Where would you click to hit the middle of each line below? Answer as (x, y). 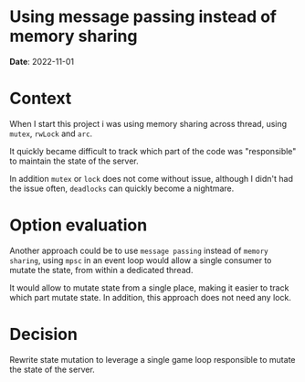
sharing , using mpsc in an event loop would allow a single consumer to (141, 260)
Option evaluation (79, 225)
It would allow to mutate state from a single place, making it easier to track (149, 287)
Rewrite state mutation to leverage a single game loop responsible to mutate (152, 359)
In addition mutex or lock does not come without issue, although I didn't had (152, 178)
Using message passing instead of (143, 17)
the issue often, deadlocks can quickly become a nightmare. (122, 188)
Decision (43, 334)
